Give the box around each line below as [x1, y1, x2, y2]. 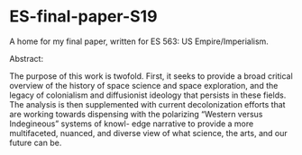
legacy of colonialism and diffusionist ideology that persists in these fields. [9, 90, 287, 100]
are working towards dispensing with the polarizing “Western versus [9, 108, 263, 119]
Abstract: [9, 53, 43, 64]
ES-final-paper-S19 [9, 6, 158, 27]
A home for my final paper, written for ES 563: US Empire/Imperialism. [9, 36, 269, 47]
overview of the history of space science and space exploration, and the [9, 80, 279, 90]
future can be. [9, 137, 62, 148]
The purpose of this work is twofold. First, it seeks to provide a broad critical [9, 70, 293, 82]
